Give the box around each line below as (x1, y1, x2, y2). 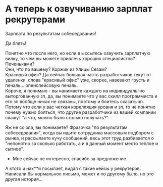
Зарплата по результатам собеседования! (5, 30, 96, 36)
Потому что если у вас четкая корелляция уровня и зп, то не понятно (5, 104, 156, 110)
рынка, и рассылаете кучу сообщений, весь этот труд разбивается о (5, 135, 154, 141)
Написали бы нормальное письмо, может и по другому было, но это (5, 170, 154, 177)
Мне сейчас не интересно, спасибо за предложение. (12, 155, 128, 162)
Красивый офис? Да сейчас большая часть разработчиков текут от (5, 71, 151, 77)
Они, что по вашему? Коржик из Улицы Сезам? (5, 66, 107, 72)
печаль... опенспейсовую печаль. (5, 82, 78, 88)
